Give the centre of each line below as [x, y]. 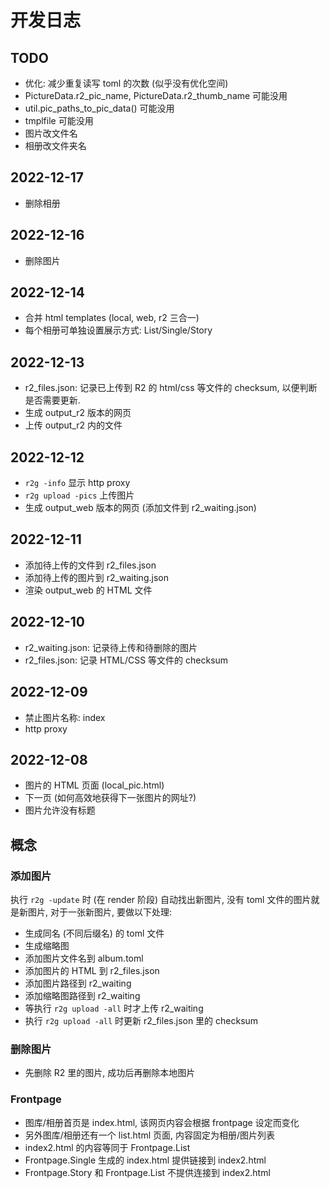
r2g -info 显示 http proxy [77, 483]
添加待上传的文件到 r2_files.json [90, 565]
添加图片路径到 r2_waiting [78, 983]
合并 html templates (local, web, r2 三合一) [112, 318]
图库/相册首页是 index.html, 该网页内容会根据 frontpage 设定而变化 [162, 1122]
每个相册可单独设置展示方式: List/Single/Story [118, 330]
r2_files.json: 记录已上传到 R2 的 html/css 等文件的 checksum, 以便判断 [171, 388]
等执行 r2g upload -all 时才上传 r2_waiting [114, 1008]
